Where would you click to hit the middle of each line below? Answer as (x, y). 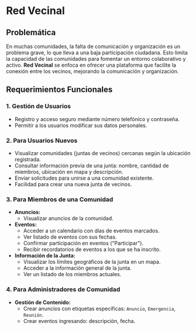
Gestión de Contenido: (43, 302)
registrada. (27, 159)
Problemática (31, 32)
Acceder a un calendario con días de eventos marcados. (91, 231)
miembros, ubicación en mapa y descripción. (69, 171)
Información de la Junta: (45, 256)
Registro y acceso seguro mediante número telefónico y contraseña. (97, 119)
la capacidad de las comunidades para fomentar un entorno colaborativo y (96, 59)
